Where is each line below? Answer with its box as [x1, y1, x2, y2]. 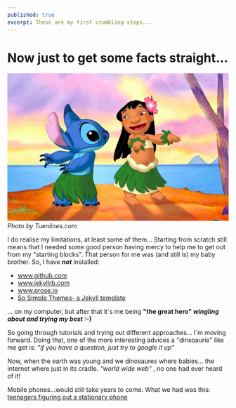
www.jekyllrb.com [17, 279, 70, 287]
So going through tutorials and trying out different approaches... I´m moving [7, 329, 226, 337]
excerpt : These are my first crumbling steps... [7, 18, 152, 26]
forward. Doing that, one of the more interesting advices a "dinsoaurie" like [7, 336, 225, 344]
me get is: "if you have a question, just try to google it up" [7, 343, 175, 352]
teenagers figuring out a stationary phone [7, 393, 128, 402]
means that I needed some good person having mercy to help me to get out [7, 243, 226, 251]
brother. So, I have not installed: [7, 258, 100, 266]
